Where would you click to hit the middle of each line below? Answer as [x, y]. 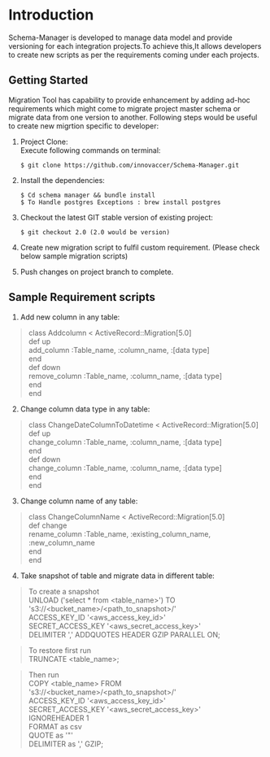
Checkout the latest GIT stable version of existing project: [117, 217]
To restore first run [60, 650]
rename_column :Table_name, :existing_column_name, [120, 533]
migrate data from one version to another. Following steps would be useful [133, 117]
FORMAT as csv [55, 726]
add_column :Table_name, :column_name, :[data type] [119, 350]
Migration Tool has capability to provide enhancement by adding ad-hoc [129, 100]
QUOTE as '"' [50, 735]
